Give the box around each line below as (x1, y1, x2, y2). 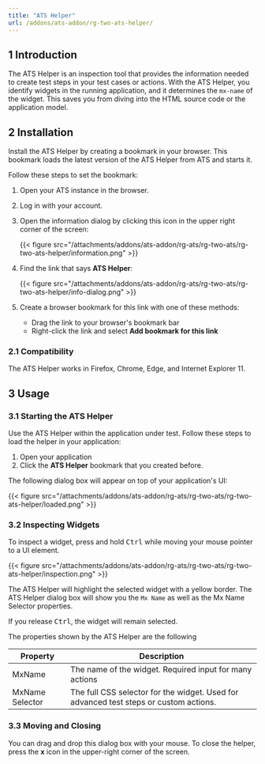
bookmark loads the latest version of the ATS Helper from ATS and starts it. (8, 155, 252, 164)
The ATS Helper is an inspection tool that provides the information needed (8, 69, 249, 79)
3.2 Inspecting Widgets (8, 519, 100, 530)
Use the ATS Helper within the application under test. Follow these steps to (8, 428, 252, 438)
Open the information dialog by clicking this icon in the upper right (19, 216, 235, 226)
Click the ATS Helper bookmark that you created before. (19, 461, 203, 470)
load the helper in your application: (8, 437, 121, 446)
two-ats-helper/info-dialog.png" (19, 288, 125, 297)
